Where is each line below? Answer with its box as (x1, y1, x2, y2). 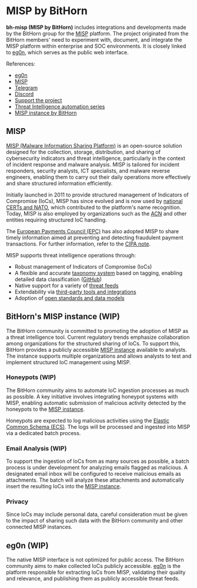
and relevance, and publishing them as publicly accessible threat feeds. (6, 575, 180, 582)
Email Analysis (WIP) (6, 444, 67, 452)
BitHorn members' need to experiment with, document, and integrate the (6, 36, 182, 43)
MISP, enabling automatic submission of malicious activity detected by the (6, 399, 186, 406)
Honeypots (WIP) (6, 373, 56, 381)
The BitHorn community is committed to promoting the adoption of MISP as (6, 327, 189, 334)
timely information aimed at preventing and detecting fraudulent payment (6, 234, 183, 241)
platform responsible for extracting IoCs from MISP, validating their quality (6, 569, 186, 576)
